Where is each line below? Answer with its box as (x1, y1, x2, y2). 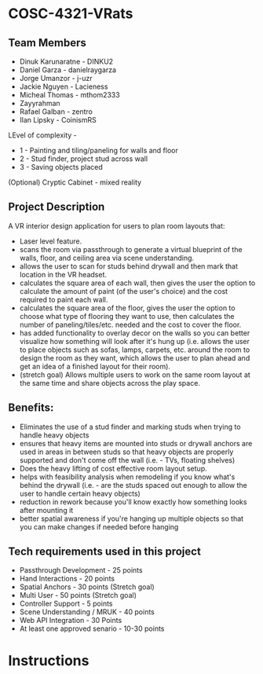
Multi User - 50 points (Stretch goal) (19, 591, 137, 600)
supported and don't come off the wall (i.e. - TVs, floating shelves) (19, 455, 236, 464)
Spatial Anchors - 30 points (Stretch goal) (19, 582, 155, 592)
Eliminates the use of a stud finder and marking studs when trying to (19, 422, 241, 431)
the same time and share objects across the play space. (19, 378, 200, 387)
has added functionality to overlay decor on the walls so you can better (19, 328, 250, 338)
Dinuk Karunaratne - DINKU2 (19, 57, 114, 66)
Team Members (8, 36, 86, 49)
